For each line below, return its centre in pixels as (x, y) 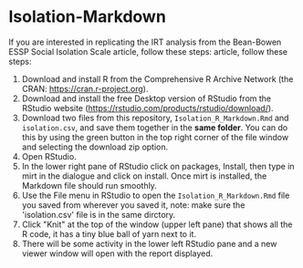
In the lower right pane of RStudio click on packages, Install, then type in (158, 166)
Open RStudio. (49, 156)
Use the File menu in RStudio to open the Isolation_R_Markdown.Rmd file (156, 195)
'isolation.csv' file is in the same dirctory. (99, 214)
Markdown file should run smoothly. (89, 185)
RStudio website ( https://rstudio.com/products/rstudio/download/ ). (148, 108)
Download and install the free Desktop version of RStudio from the (146, 98)
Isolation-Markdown (87, 17)
